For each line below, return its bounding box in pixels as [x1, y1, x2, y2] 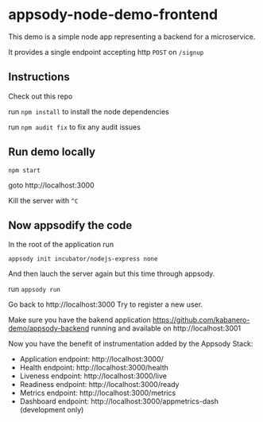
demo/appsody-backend [8, 323, 90, 333]
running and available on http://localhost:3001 [91, 323, 242, 333]
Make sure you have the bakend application [8, 316, 151, 325]
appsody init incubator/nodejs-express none [8, 255, 158, 263]
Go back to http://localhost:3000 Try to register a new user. [8, 300, 203, 309]
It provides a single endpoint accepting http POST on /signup [8, 47, 204, 56]
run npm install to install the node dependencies [8, 106, 169, 116]
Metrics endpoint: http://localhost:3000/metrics [19, 388, 176, 398]
